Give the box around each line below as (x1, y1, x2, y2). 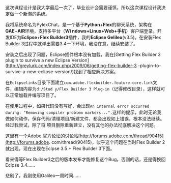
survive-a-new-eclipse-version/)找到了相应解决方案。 (5, 69, 119, 75)
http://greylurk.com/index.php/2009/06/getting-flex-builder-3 (7, 63, 137, 69)
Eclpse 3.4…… (5, 162, 36, 168)
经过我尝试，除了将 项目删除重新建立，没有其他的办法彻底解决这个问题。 (5, 122, 158, 128)
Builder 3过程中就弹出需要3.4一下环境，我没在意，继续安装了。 (5, 41, 138, 47)
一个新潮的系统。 (14, 11, 50, 17)
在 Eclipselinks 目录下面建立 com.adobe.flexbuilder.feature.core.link (5, 79, 153, 85)
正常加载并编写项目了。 (9, 92, 59, 98)
